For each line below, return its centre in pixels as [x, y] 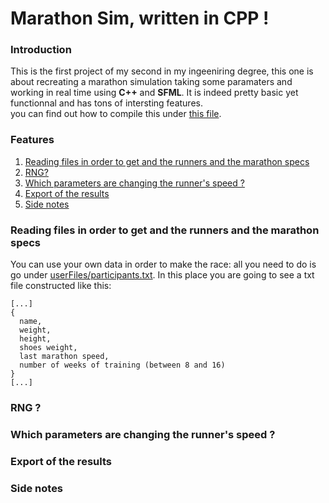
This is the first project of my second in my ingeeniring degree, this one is [162, 71]
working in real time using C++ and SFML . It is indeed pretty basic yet [154, 93]
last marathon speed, [64, 357]
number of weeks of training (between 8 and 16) [122, 365]
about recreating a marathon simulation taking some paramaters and [151, 82]
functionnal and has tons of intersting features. [106, 103]
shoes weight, [48, 348]
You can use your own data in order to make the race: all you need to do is [163, 264]
